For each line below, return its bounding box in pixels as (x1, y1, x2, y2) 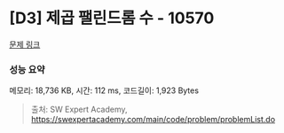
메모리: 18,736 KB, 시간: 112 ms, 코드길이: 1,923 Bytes (9, 85, 200, 96)
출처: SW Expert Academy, (30, 104, 128, 115)
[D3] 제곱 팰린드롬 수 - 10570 (9, 8, 215, 28)
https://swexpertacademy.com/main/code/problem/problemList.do (30, 114, 276, 125)
